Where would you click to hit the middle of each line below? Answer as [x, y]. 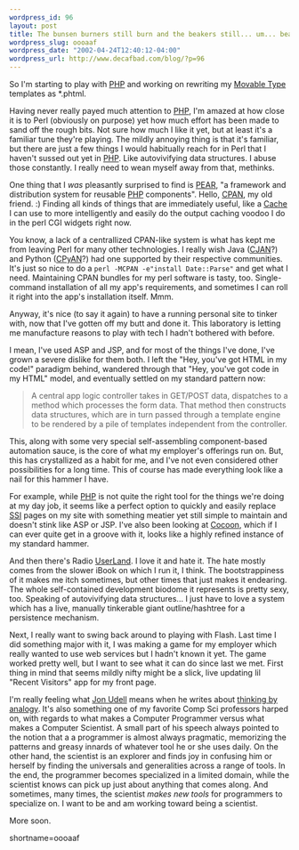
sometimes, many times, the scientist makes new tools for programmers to [146, 794]
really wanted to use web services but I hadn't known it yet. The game [138, 654]
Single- [268, 278]
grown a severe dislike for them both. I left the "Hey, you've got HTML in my [148, 360]
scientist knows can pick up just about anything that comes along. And [139, 785]
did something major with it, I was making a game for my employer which [143, 644]
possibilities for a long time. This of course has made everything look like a [146, 470]
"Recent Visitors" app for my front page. [83, 682]
